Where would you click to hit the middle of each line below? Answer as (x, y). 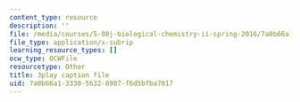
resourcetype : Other (48, 67)
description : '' (39, 26)
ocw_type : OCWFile (43, 59)
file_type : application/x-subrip (71, 42)
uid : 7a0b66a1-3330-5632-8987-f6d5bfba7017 (92, 83)
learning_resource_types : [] (63, 51)
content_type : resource (54, 17)
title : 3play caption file (59, 75)
